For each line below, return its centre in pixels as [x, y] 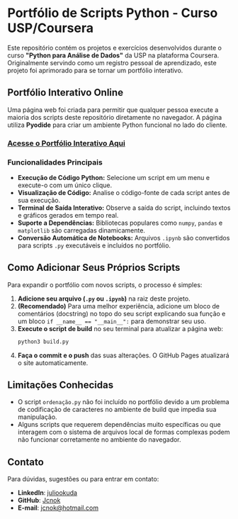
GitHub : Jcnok [39, 501]
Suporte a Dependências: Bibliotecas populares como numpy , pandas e [120, 223]
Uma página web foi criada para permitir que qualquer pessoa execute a [113, 110]
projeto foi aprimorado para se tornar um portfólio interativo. [95, 70]
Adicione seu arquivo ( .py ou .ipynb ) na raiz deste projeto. [104, 298]
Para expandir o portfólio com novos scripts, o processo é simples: [105, 284]
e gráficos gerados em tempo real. [68, 215]
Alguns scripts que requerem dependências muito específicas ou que [119, 425]
